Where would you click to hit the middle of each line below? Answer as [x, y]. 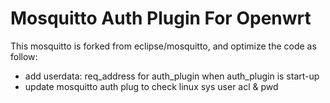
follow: [24, 56]
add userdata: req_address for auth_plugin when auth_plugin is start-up [172, 76]
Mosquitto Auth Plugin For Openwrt [161, 18]
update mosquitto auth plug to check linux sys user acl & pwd [151, 86]
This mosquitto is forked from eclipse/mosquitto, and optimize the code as [163, 46]
